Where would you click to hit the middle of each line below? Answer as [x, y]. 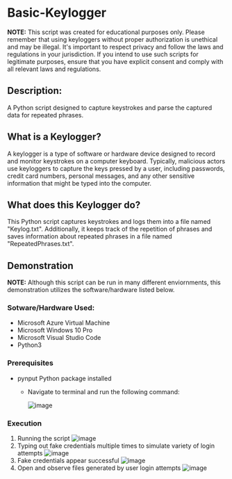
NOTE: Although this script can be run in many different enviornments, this [114, 282]
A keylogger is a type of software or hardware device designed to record [111, 154]
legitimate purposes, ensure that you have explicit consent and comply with [115, 61]
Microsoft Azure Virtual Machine [64, 323]
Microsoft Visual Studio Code [59, 338]
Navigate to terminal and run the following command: [103, 391]
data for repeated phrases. [45, 115]
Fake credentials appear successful [68, 461]
